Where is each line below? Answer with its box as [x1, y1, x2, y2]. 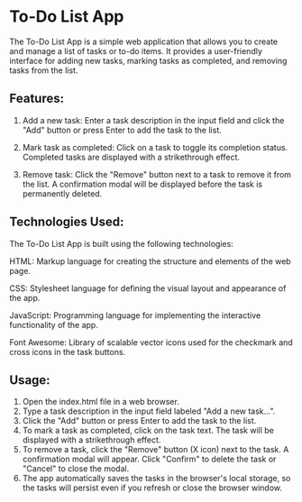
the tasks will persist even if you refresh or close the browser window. [22, 482, 282, 493]
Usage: [9, 372, 51, 388]
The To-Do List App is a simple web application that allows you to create [9, 36, 279, 47]
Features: [9, 91, 65, 106]
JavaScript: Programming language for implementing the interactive [9, 309, 261, 321]
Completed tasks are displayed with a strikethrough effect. [22, 151, 241, 162]
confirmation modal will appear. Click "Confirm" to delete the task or [22, 453, 277, 465]
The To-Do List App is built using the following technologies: [9, 238, 234, 249]
